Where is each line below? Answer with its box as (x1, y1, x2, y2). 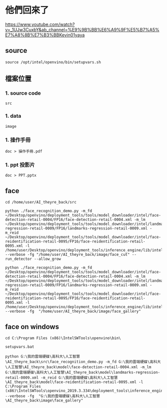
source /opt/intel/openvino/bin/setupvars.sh (5, 59, 101, 65)
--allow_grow (34, 256, 61, 262)
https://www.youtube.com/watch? (5, 21, 75, 27)
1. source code (5, 90, 41, 97)
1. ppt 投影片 (5, 161, 35, 168)
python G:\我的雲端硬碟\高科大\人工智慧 (5, 354, 81, 359)
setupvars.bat (5, 344, 35, 349)
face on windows (5, 322, 59, 331)
